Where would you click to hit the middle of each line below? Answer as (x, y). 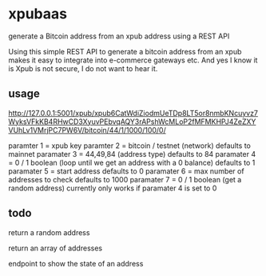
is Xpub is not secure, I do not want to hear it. (83, 68)
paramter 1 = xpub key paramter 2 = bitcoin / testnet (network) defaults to (130, 146)
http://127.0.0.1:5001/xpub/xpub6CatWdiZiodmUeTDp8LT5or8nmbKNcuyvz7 (133, 113)
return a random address (49, 232)
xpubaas (38, 14)
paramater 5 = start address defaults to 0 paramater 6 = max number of (127, 171)
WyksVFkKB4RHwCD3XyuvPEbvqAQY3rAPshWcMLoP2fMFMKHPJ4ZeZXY (132, 122)
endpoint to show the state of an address (76, 263)
